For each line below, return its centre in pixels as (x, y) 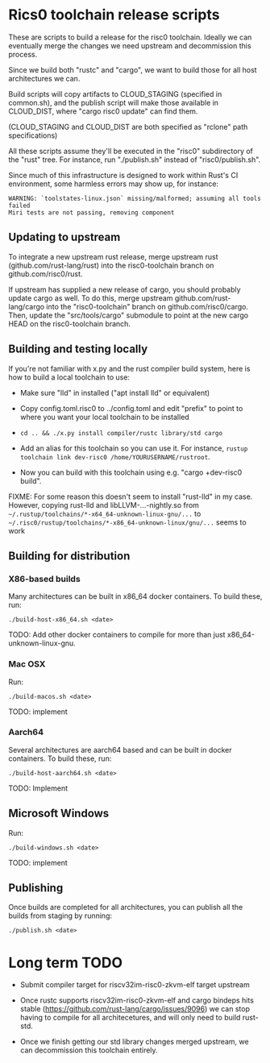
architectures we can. (44, 78)
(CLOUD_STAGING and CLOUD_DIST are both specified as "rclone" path (128, 127)
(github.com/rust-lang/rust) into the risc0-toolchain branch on (111, 265)
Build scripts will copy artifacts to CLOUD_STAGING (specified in (115, 93)
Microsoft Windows (59, 814)
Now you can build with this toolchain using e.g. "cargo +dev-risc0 (131, 472)
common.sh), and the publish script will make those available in (114, 102)
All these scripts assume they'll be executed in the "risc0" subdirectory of (131, 151)
